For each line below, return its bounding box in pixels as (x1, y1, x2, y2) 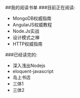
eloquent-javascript (12, 68, 54, 74)
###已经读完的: (5, 52, 37, 58)
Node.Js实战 (12, 28, 39, 34)
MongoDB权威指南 (12, 15, 52, 21)
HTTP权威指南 (12, 41, 43, 47)
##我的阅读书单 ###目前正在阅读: (5, 5, 75, 10)
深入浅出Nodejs (12, 63, 46, 68)
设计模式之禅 (12, 35, 39, 40)
